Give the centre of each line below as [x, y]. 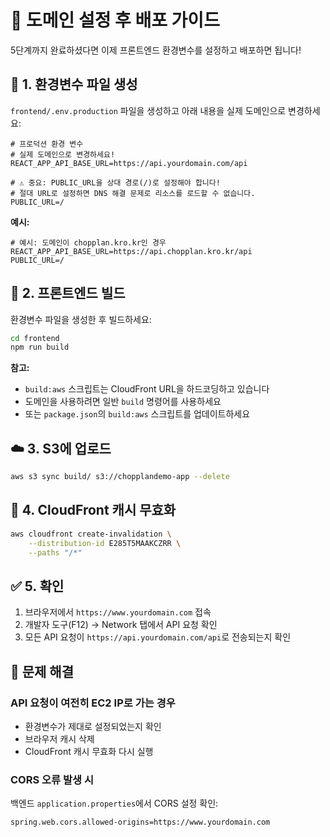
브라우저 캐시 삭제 [59, 738]
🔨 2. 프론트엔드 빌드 [68, 293]
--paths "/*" [55, 552]
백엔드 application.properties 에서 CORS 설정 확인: [114, 803]
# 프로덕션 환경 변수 [47, 144]
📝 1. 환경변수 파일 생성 [74, 84]
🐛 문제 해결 [42, 671]
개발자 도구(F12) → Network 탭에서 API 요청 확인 [121, 625]
